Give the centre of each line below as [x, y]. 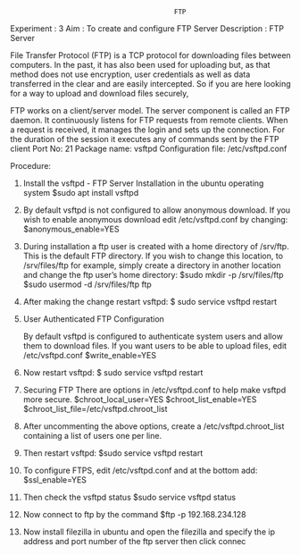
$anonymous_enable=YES [71, 229]
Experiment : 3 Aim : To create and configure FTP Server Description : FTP [147, 29]
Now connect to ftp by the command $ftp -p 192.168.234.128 [134, 514]
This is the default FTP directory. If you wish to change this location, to [153, 256]
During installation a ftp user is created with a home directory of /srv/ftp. [156, 246]
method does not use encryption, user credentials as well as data [130, 74]
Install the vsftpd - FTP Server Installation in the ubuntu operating [143, 183]
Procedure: [31, 166]
